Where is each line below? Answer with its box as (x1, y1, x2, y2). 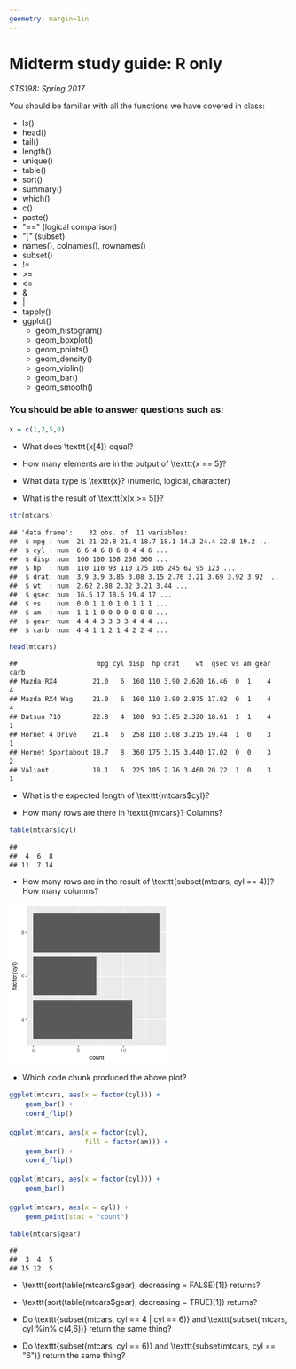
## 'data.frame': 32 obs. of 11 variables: (9, 528, 189, 537)
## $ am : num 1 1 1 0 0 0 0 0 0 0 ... (9, 608, 168, 617)
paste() (21, 211, 49, 222)
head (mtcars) (9, 642, 58, 652)
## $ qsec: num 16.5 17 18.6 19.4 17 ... (9, 590, 173, 599)
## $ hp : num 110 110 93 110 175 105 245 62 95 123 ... (9, 564, 237, 573)
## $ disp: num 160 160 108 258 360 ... (9, 555, 168, 564)
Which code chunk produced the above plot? (21, 1072, 187, 1083)
